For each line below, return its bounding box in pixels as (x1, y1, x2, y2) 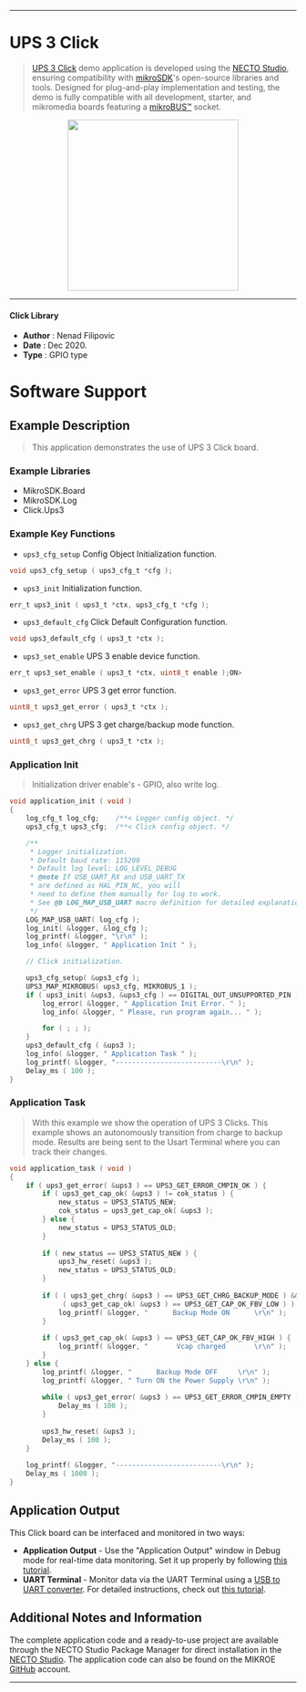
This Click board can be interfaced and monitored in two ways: (9, 1527, 246, 1538)
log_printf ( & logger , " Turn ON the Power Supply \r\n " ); (42, 1375, 271, 1385)
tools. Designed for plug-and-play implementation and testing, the (31, 81, 280, 92)
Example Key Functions (9, 527, 116, 540)
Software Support (9, 381, 148, 402)
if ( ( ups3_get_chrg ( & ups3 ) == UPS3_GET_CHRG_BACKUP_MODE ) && (42, 1290, 300, 1300)
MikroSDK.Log (22, 495, 77, 507)
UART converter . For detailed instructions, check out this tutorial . (22, 1583, 267, 1594)
